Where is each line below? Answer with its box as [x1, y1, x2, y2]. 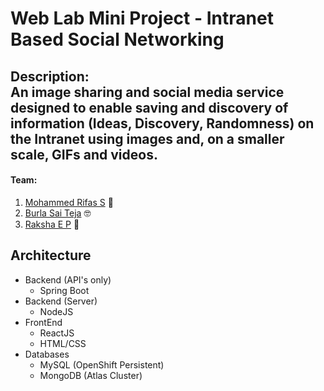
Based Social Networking [10, 28, 225, 51]
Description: [10, 68, 90, 85]
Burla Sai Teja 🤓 [24, 207, 92, 219]
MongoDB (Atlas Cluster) [39, 369, 143, 381]
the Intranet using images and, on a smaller [10, 130, 285, 147]
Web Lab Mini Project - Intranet [10, 7, 274, 30]
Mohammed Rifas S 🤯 [24, 196, 114, 208]
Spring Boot [39, 284, 90, 296]
